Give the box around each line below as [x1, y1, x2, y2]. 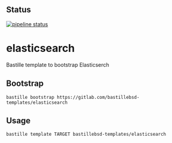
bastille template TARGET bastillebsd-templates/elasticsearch [6, 131, 167, 138]
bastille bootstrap [6, 94, 55, 100]
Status [6, 5, 32, 15]
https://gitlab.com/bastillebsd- [57, 94, 140, 100]
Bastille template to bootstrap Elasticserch [6, 61, 110, 68]
